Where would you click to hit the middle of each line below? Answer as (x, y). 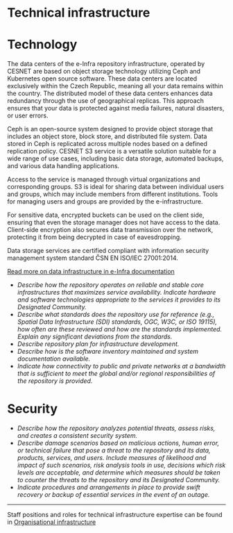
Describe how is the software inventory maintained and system (108, 352)
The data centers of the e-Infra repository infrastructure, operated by (106, 64)
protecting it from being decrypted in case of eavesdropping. (94, 237)
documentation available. (54, 359)
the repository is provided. (55, 381)
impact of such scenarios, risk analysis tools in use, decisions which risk (121, 465)
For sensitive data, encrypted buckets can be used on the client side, (106, 215)
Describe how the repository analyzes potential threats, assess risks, (116, 428)
